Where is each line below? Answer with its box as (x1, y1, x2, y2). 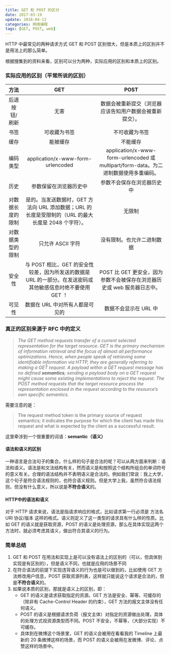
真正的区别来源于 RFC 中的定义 (5, 325, 81, 332)
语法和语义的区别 (5, 446, 41, 452)
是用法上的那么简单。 (5, 47, 50, 53)
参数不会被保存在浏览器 (100, 276, 157, 283)
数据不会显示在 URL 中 (104, 305, 158, 312)
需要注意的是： (5, 402, 37, 408)
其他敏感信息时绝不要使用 (28, 284, 91, 291)
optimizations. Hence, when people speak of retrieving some (17, 353, 146, 359)
